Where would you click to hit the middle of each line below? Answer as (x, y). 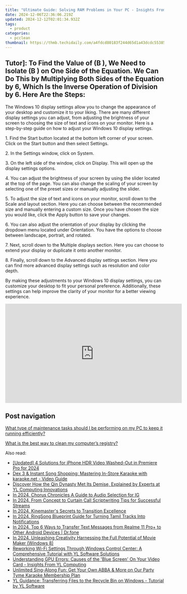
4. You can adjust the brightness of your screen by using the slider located (83, 178)
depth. (12, 271)
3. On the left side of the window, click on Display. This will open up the (79, 163)
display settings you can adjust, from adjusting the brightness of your (77, 117)
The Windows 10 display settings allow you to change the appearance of (81, 107)
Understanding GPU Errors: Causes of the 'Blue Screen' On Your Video (86, 559)
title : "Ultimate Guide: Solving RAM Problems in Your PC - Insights (80, 10)
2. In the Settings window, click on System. (50, 153)
